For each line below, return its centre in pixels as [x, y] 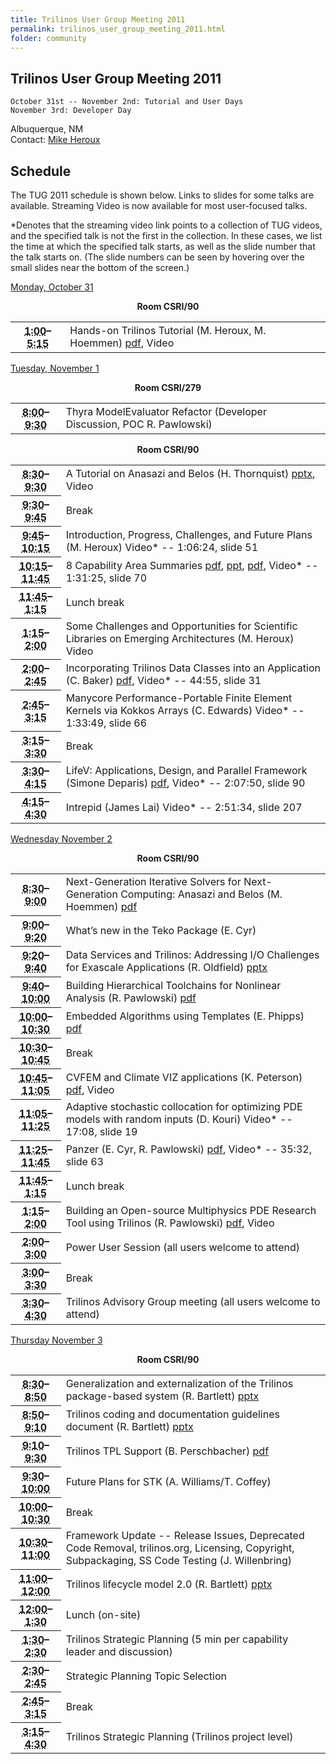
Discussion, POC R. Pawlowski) [139, 424]
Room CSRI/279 [168, 387]
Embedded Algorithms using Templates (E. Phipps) [185, 1016]
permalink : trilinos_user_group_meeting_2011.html [118, 29]
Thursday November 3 [56, 1340]
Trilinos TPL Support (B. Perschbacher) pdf [167, 1451]
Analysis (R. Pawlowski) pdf [131, 998]
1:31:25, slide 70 [106, 578]
